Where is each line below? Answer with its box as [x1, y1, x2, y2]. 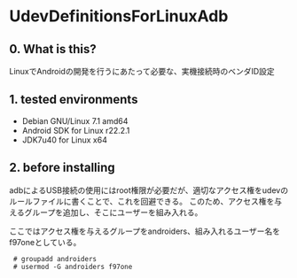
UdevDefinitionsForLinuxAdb [9, 6, 229, 27]
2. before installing [9, 160, 115, 175]
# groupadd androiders [12, 254, 98, 263]
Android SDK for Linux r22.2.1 [21, 125, 130, 135]
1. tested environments [9, 92, 138, 107]
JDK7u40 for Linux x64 [21, 135, 108, 145]
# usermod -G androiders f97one [12, 262, 133, 271]
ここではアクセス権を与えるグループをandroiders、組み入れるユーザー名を [9, 226, 281, 236]
